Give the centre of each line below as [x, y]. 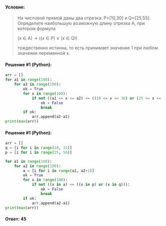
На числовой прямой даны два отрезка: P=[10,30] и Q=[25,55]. [84, 18]
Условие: [15, 7]
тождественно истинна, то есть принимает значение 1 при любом [87, 48]
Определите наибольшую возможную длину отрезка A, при [81, 23]
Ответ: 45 [16, 219]
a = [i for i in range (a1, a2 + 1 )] [59, 171]
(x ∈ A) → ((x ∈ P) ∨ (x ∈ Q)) [47, 38]
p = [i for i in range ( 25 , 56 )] [39, 152]
